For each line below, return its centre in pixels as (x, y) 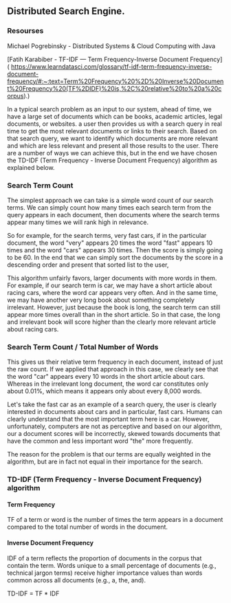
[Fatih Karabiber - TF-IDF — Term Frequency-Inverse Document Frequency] (115, 59)
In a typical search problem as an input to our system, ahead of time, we (109, 109)
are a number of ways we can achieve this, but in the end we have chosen (112, 153)
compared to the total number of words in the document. (88, 527)
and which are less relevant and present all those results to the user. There (113, 145)
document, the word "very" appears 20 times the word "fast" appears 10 (110, 243)
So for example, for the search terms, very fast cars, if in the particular (107, 235)
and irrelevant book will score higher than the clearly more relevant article (112, 322)
